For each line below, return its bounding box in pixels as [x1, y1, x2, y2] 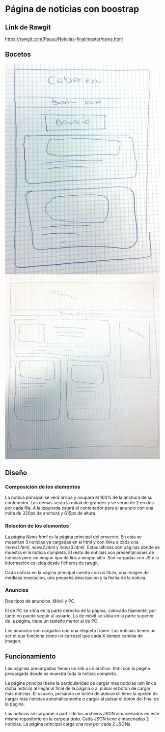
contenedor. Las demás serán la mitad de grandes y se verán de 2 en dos [5, 500, 154, 506]
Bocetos [5, 50, 31, 59]
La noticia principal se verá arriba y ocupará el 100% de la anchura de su [5, 494, 153, 500]
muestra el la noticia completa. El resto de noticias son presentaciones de [5, 549, 154, 555]
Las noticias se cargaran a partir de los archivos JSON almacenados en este [5, 710, 160, 716]
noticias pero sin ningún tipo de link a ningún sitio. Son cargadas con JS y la [5, 554, 159, 560]
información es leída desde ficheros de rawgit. [5, 560, 99, 566]
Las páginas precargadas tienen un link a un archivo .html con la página [5, 665, 150, 671]
